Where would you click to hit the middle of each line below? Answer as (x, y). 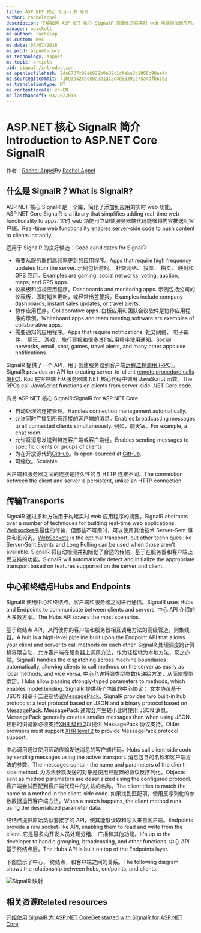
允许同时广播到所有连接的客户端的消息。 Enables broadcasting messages (105, 418)
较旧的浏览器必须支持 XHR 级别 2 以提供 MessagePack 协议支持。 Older (93, 724)
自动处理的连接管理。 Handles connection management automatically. (101, 411)
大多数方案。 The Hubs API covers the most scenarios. (73, 617)
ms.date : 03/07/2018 (32, 46)
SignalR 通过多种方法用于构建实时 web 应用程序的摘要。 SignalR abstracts (97, 517)
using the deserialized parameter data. (54, 808)
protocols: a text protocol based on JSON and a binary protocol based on (97, 703)
